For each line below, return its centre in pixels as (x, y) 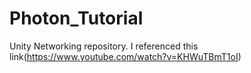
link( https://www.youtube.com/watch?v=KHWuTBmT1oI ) (125, 56)
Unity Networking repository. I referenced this (104, 46)
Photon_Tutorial (76, 18)
